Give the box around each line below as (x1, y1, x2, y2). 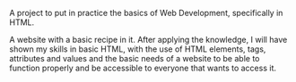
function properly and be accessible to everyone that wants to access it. (9, 62, 276, 73)
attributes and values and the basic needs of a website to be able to (9, 53, 260, 63)
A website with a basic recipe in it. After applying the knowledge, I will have (9, 35, 288, 45)
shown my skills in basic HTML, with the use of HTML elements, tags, (9, 44, 266, 54)
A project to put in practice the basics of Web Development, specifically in (9, 8, 283, 18)
